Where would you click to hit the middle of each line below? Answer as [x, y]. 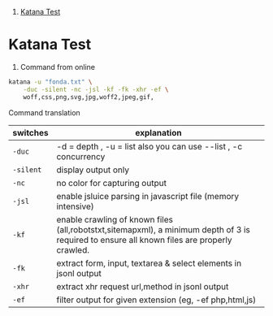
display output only [93, 170]
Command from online [58, 67]
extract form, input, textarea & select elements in [149, 263]
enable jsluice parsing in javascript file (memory [148, 196]
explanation [158, 132]
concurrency [81, 156]
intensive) [76, 206]
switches [30, 132]
